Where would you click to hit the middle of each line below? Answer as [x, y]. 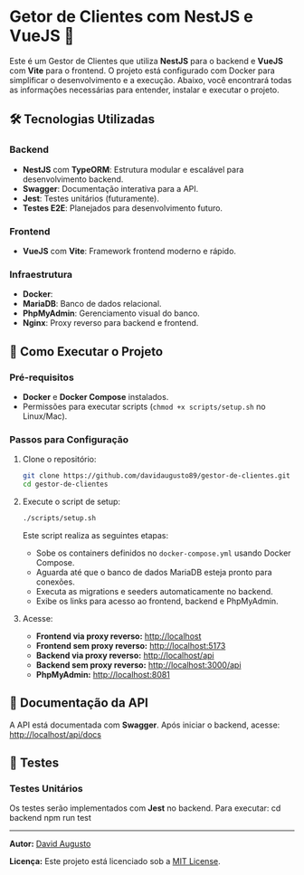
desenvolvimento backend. [73, 179]
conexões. [55, 582]
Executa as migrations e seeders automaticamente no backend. [154, 591]
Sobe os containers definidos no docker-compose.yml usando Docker [163, 553]
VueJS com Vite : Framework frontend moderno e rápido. [129, 251]
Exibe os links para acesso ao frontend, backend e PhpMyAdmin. [157, 601]
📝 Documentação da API [79, 703]
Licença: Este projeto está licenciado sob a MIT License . [115, 861]
